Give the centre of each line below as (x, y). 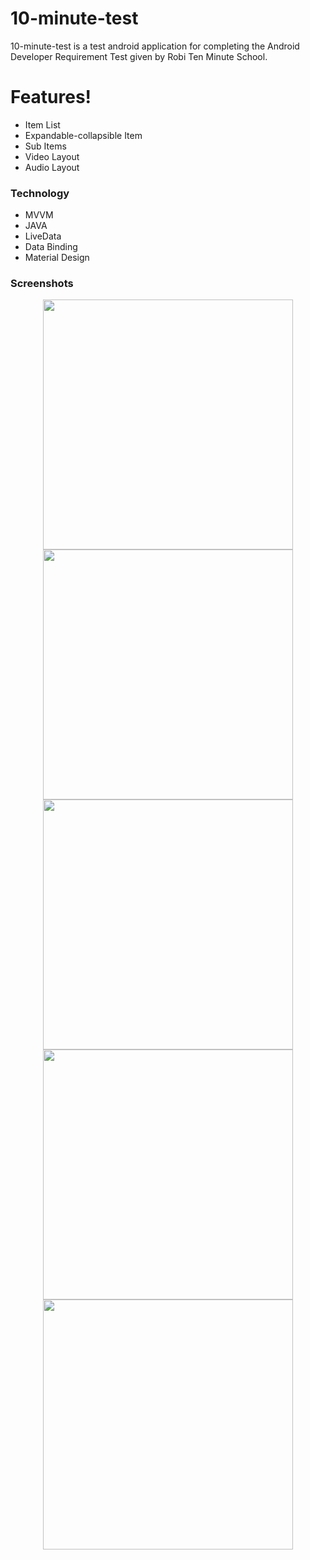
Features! (51, 97)
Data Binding (51, 247)
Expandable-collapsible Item (83, 135)
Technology (40, 193)
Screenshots (42, 284)
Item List (42, 124)
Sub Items (45, 146)
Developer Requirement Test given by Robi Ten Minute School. (139, 56)
